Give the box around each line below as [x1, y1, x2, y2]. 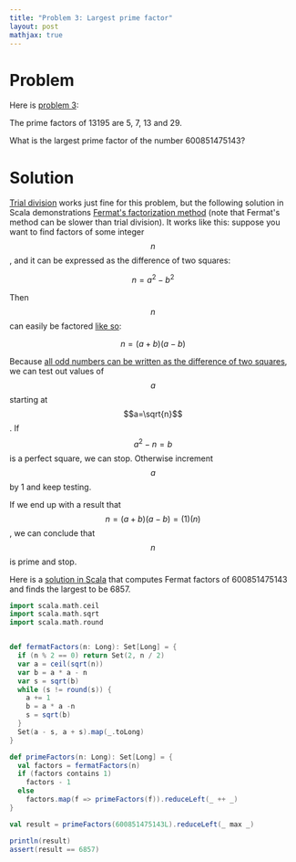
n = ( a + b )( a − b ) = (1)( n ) [105, 513, 201, 524]
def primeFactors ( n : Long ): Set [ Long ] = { [9, 752, 173, 762]
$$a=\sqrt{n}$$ [123, 408, 183, 419]
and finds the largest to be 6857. [9, 583, 131, 594]
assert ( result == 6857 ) [9, 845, 100, 854]
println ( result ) [9, 836, 71, 846]
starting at [9, 394, 48, 405]
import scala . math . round [9, 618, 104, 627]
